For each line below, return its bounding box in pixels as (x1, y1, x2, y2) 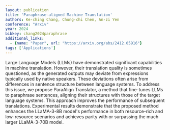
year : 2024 (5, 27, 29, 32)
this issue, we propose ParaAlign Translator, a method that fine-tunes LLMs (5, 86, 163, 92)
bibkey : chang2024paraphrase (5, 31, 67, 36)
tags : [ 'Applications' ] (5, 45, 56, 50)
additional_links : (5, 36, 44, 41)
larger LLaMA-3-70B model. (5, 119, 64, 125)
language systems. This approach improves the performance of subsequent (5, 97, 165, 103)
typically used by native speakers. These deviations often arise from (5, 75, 149, 82)
